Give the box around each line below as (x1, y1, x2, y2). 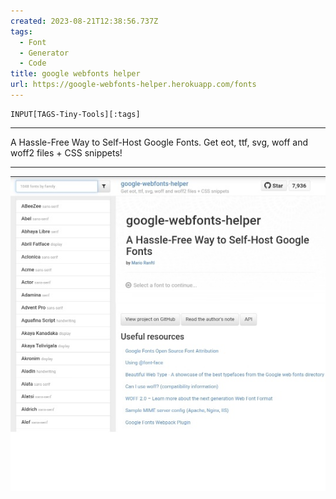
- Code (19, 58, 47, 69)
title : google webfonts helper (10, 69, 141, 79)
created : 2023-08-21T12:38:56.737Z (10, 16, 159, 26)
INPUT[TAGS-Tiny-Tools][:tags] (10, 109, 141, 119)
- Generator (19, 48, 70, 58)
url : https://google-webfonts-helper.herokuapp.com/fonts (10, 80, 257, 90)
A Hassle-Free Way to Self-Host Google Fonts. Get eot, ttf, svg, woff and (10, 136, 309, 148)
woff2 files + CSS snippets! (10, 146, 123, 159)
